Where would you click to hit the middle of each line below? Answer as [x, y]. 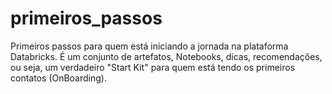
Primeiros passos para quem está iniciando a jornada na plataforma [149, 46]
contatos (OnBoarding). [58, 78]
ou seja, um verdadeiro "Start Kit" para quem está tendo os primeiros [153, 67]
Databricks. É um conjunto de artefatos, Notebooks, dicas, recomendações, [166, 56]
